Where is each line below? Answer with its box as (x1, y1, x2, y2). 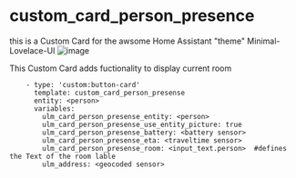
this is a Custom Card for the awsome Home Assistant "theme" (9, 35, 246, 46)
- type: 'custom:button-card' (26, 80, 141, 89)
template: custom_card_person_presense (33, 88, 185, 97)
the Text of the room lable (9, 152, 117, 161)
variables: (33, 104, 76, 114)
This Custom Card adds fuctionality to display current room (9, 63, 232, 74)
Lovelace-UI (9, 44, 56, 55)
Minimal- (247, 35, 281, 46)
